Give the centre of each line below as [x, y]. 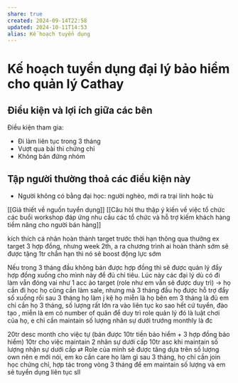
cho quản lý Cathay [66, 84]
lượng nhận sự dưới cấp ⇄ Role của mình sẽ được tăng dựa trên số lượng [113, 350]
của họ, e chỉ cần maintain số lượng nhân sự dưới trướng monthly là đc [110, 320]
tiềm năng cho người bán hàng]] [54, 225]
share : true [25, 14]
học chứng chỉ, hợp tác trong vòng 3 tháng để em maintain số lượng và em [117, 364]
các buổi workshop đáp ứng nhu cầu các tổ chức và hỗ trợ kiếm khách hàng [119, 217]
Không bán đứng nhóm [51, 157]
